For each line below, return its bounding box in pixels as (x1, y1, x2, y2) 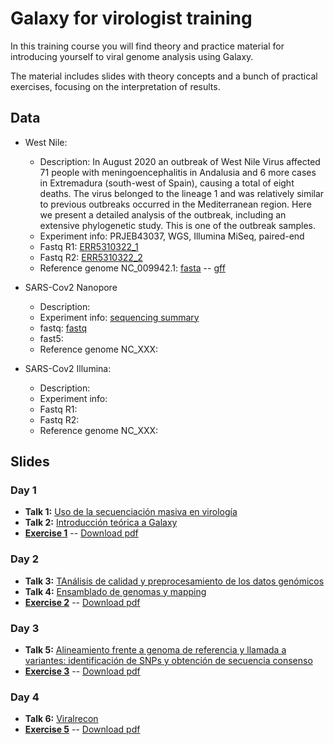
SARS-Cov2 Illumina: (24, 362, 112, 374)
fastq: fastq (39, 322, 88, 334)
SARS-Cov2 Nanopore (24, 281, 118, 293)
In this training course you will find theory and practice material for (10, 40, 285, 52)
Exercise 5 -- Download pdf (24, 723, 141, 736)
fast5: (39, 332, 64, 344)
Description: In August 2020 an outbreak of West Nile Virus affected (39, 155, 321, 167)
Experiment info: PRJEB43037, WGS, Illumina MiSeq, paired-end (39, 230, 305, 242)
